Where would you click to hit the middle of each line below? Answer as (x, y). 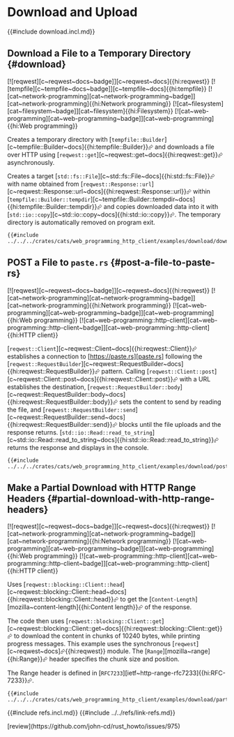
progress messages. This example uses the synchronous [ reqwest (102, 644)
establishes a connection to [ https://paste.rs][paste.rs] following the (105, 356)
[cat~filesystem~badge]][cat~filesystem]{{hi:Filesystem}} (90, 111)
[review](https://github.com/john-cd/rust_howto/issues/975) (94, 727)
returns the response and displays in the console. (78, 447)
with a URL (195, 379)
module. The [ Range (135, 651)
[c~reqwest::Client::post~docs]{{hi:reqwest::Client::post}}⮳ (93, 379)
